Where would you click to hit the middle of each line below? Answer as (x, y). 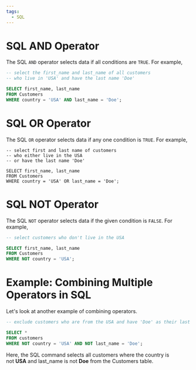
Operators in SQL (49, 295)
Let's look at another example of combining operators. (72, 311)
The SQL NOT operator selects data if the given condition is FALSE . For (89, 220)
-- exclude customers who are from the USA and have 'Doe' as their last (98, 322)
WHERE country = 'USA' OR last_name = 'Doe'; (62, 181)
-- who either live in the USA (44, 155)
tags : (13, 11)
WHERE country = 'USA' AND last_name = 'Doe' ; (64, 100)
